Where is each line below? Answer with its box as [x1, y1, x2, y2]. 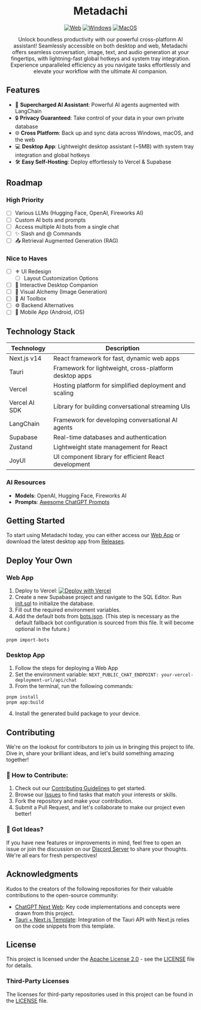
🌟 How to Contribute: [6, 771, 69, 779]
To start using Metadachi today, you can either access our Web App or [6, 532, 181, 539]
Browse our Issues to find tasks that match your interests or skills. [14, 791, 178, 799]
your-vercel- [161, 672, 194, 678]
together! [6, 756, 29, 764]
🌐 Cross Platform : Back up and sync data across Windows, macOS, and [14, 129, 194, 136]
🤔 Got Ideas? [6, 825, 44, 833]
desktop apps [53, 371, 92, 380]
